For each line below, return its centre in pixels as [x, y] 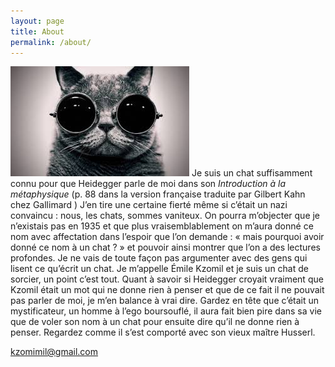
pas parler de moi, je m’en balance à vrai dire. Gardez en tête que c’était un [165, 301]
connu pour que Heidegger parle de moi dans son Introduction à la [148, 184]
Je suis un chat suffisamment [252, 173]
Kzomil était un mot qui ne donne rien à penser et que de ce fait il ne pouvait [167, 290]
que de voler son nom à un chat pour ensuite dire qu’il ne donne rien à [155, 322]
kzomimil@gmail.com [54, 352]
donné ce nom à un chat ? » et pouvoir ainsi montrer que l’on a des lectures [165, 247]
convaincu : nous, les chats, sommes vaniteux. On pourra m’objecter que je [165, 216]
